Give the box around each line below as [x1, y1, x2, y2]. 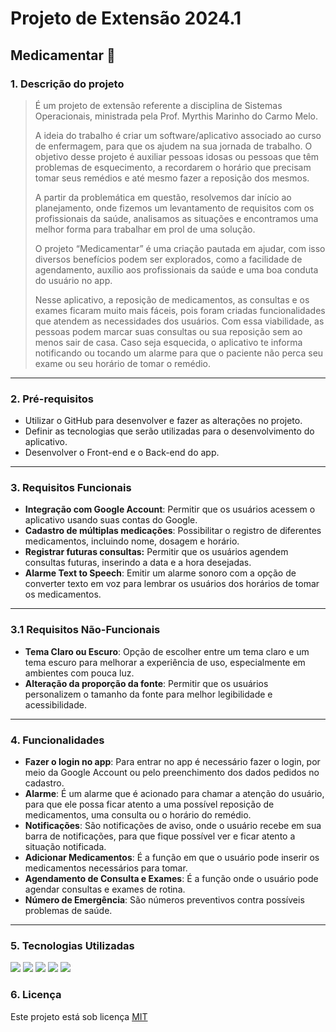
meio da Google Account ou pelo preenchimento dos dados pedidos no [24, 767, 320, 779]
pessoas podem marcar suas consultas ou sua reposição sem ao [34, 325, 303, 337]
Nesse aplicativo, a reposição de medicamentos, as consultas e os [34, 293, 310, 306]
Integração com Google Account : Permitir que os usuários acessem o [24, 503, 316, 516]
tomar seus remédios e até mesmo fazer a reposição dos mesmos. [34, 172, 310, 184]
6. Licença [10, 988, 62, 1002]
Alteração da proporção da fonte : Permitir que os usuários [24, 677, 269, 689]
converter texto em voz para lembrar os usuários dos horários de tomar [24, 578, 320, 590]
